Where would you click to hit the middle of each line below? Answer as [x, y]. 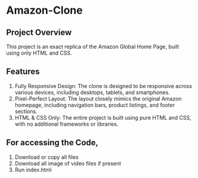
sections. [26, 111]
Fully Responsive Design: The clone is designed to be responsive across [103, 86]
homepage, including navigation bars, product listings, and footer [95, 105]
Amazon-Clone [45, 10]
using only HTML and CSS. [39, 53]
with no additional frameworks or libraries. [67, 124]
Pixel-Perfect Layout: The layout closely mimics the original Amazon [98, 98]
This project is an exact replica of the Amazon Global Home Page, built [93, 46]
